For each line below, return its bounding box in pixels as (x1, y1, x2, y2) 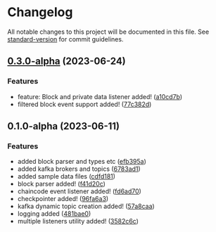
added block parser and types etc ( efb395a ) (17, 157, 146, 166)
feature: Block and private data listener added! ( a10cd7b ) (17, 92, 183, 101)
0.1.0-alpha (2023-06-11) (7, 120, 120, 132)
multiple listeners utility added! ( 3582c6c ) (17, 217, 139, 226)
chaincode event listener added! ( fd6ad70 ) (17, 187, 142, 195)
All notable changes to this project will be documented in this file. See (7, 27, 210, 36)
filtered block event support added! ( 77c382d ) (17, 100, 152, 108)
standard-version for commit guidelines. (7, 34, 124, 43)
